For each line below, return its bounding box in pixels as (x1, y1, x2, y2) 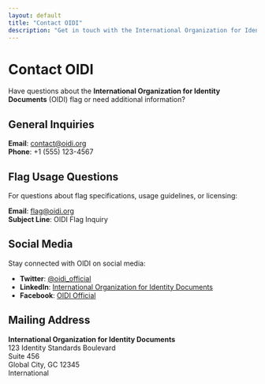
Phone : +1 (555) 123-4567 (8, 147, 94, 156)
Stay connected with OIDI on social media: (8, 258, 146, 268)
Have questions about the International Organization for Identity (8, 86, 221, 96)
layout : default (8, 11, 62, 20)
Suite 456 (8, 351, 40, 360)
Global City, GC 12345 (8, 360, 80, 369)
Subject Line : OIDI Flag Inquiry (8, 214, 109, 224)
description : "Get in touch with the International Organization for (8, 26, 242, 34)
